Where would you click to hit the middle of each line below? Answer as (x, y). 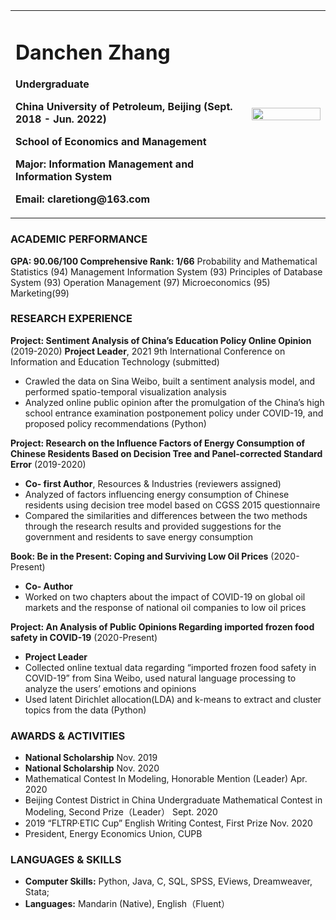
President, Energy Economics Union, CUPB (113, 834)
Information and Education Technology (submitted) (115, 361)
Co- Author (48, 586)
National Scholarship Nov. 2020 (92, 768)
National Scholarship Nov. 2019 (91, 758)
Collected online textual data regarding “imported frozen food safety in (170, 667)
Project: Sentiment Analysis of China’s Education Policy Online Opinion (161, 340)
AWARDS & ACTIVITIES (68, 736)
